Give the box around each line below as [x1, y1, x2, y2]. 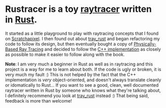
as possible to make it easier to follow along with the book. [5, 51, 125, 57]
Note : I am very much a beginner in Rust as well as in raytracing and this [5, 61, 153, 67]
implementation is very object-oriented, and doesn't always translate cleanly [5, 77, 162, 83]
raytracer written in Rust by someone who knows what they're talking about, [5, 87, 161, 93]
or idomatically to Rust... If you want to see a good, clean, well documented [5, 82, 159, 88]
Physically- [133, 41, 157, 47]
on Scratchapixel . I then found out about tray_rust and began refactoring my [5, 36, 160, 42]
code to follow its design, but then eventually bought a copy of [5, 41, 133, 47]
